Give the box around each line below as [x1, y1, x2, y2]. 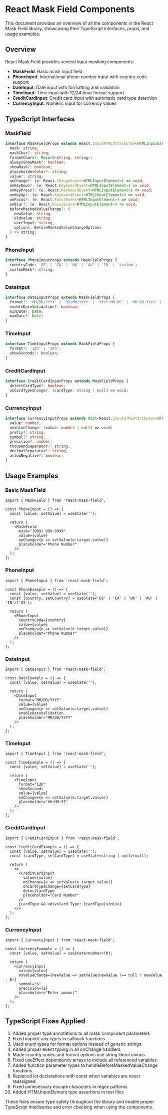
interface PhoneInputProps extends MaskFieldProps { [5, 258, 117, 263]
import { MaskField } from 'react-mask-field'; [5, 498, 106, 503]
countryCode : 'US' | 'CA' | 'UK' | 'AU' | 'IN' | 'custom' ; [9, 262, 137, 267]
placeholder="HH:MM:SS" [18, 800, 68, 805]
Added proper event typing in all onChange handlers [12, 1046, 121, 1052]
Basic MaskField [5, 487, 46, 494]
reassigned [12, 1078, 36, 1084]
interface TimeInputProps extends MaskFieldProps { [5, 341, 115, 346]
